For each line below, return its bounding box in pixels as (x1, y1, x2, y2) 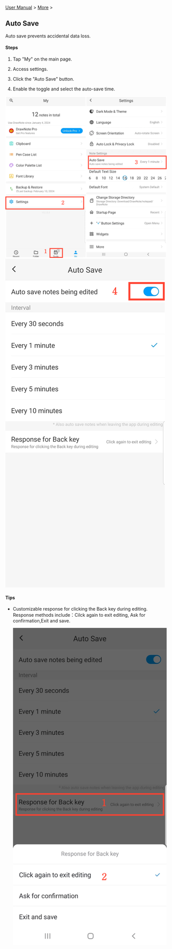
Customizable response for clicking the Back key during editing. (12, 606, 148, 612)
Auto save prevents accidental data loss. (5, 33, 91, 39)
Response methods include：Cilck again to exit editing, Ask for (12, 612, 146, 618)
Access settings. (12, 66, 48, 72)
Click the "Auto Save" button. (12, 76, 74, 82)
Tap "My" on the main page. (12, 56, 73, 62)
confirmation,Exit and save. (12, 618, 71, 624)
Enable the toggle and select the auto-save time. (12, 86, 115, 92)
